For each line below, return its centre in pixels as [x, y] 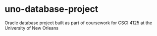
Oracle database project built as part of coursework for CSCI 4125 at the [78, 23]
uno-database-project [52, 9]
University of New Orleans [32, 28]
